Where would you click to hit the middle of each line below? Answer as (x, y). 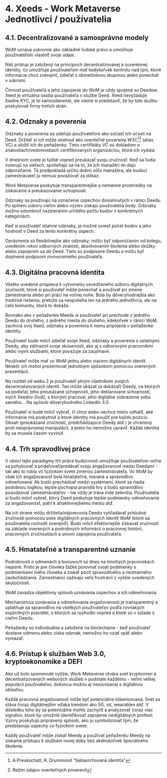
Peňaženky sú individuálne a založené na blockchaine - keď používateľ (78, 628)
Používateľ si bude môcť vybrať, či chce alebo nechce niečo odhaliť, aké (79, 412)
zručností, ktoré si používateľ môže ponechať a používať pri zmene (74, 290)
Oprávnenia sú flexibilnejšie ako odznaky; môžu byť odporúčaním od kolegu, (83, 241)
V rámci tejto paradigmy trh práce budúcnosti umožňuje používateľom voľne (83, 461)
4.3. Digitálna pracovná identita (55, 272)
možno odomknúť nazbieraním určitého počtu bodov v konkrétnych (74, 211)
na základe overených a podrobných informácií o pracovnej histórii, (74, 529)
